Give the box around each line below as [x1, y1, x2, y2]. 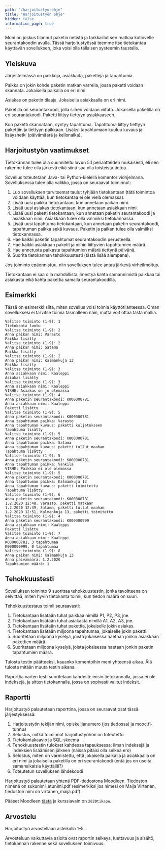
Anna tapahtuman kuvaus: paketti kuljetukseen [5, 423, 102, 428]
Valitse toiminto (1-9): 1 [5, 319, 61, 324]
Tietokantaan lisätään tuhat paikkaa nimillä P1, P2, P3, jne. [12, 612, 130, 618]
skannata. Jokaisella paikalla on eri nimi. [5, 88, 87, 94]
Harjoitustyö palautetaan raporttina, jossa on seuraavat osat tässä [5, 706, 139, 712]
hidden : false [5, 16, 34, 21]
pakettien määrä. [12, 639, 47, 645]
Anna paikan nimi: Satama [5, 345, 58, 350]
